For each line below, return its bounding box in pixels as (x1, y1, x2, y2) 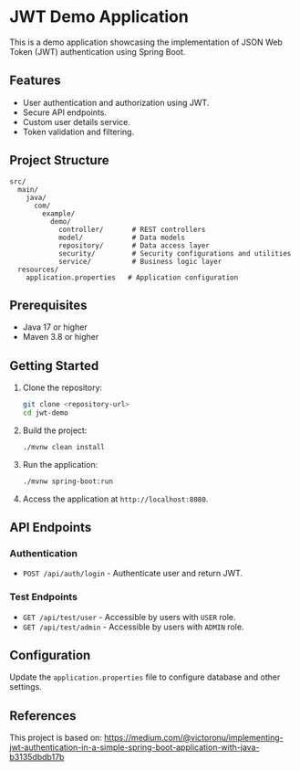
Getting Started (9, 358, 99, 374)
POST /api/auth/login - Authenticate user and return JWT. (22, 568, 243, 579)
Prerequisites (9, 297, 88, 312)
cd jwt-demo (22, 408, 68, 417)
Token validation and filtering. (22, 126, 135, 137)
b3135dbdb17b (9, 752, 65, 763)
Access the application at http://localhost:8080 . (22, 493, 209, 504)
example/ (42, 208, 76, 218)
